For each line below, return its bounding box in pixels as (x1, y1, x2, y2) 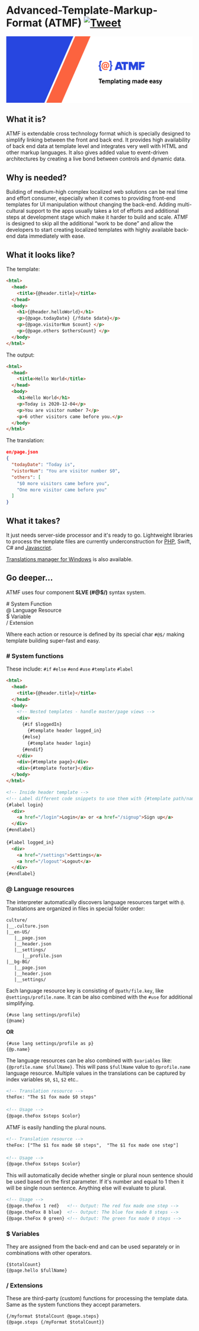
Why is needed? (6, 172, 67, 182)
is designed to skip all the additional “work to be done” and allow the (6, 220, 174, 227)
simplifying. (6, 999, 34, 1006)
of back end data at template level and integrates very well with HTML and (6, 143, 188, 150)
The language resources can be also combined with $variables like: (6, 1056, 172, 1064)
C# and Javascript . (6, 544, 53, 551)
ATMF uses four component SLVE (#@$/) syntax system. (6, 589, 146, 596)
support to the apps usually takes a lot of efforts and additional (25, 207, 179, 215)
